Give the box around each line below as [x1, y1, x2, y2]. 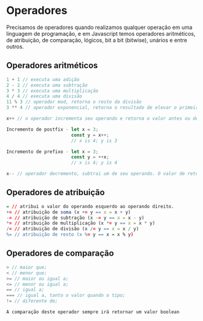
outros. [6, 43, 24, 50]
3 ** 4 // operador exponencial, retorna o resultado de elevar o [6, 105, 177, 111]
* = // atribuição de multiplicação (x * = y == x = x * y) [6, 220, 155, 227]
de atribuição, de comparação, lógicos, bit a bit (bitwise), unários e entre [6, 36, 187, 44]
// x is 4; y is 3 [71, 137, 118, 144]
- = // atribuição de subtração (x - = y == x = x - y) [6, 215, 145, 221]
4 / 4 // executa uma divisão [6, 93, 83, 100]
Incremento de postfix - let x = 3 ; [6, 126, 98, 132]
